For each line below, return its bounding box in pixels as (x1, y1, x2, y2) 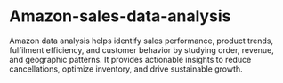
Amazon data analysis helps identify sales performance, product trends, (9, 35, 274, 46)
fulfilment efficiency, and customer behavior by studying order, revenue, (9, 44, 274, 55)
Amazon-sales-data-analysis (9, 6, 231, 26)
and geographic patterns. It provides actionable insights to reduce (9, 54, 252, 64)
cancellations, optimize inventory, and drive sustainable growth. (9, 64, 243, 74)
